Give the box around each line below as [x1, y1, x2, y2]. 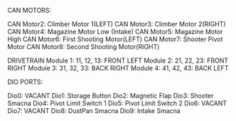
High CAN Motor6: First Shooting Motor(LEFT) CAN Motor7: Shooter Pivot [7, 35, 223, 43]
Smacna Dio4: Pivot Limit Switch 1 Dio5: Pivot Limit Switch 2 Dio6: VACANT [7, 99, 227, 107]
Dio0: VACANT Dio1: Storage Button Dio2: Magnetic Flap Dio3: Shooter [7, 92, 214, 100]
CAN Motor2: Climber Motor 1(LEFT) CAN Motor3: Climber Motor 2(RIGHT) [7, 20, 226, 28]
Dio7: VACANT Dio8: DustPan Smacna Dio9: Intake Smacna [7, 107, 181, 115]
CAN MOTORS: [7, 6, 52, 14]
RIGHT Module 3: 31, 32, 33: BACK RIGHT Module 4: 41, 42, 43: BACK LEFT [7, 64, 229, 72]
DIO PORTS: [7, 78, 43, 86]
